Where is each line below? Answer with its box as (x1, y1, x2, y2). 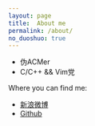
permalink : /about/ (8, 26, 73, 35)
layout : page (8, 11, 52, 20)
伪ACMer (19, 57, 50, 67)
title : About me (8, 19, 66, 27)
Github (19, 109, 42, 119)
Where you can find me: (8, 83, 88, 93)
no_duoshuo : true (8, 34, 66, 43)
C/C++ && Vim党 (19, 67, 76, 77)
